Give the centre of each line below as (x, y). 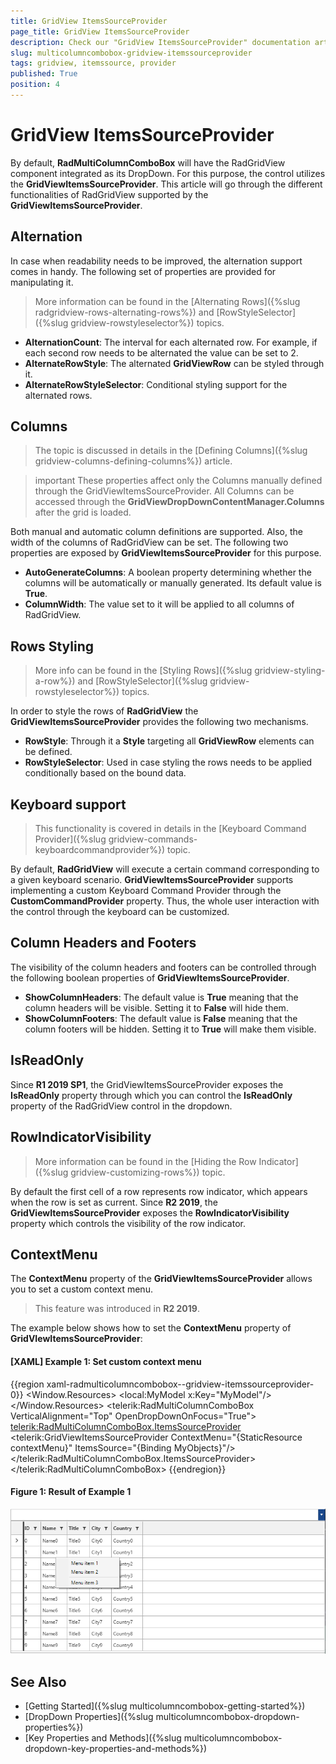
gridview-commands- (153, 839)
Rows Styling (52, 646)
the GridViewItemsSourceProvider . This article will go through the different (166, 184)
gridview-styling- (290, 671)
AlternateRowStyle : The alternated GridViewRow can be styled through (174, 363)
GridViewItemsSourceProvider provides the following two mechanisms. (159, 722)
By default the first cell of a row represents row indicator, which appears (159, 1191)
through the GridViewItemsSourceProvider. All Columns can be (164, 491)
